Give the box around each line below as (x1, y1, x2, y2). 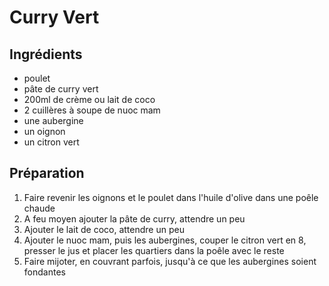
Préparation (9, 165, 85, 182)
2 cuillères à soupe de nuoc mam (23, 104, 161, 116)
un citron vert (23, 136, 80, 148)
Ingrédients (9, 46, 83, 63)
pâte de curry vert (23, 83, 99, 95)
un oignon (23, 126, 66, 137)
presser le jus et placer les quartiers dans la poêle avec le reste (23, 244, 285, 256)
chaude (23, 202, 56, 214)
